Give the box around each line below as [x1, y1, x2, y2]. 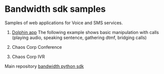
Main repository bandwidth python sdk [4, 63, 84, 69]
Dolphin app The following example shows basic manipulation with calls [11, 29, 160, 35]
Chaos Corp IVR [11, 53, 45, 60]
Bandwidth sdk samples [4, 3, 106, 15]
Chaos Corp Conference [11, 44, 62, 50]
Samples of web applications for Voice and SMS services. [4, 20, 123, 26]
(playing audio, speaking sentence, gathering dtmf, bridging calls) [11, 35, 147, 40]
